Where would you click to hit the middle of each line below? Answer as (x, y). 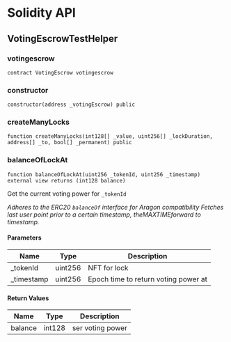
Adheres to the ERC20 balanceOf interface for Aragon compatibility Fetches (115, 207)
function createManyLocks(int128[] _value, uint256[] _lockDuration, (110, 137)
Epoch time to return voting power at (148, 279)
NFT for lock (108, 267)
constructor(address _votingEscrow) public (71, 105)
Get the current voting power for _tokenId (67, 194)
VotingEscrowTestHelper (63, 39)
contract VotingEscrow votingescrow (60, 72)
